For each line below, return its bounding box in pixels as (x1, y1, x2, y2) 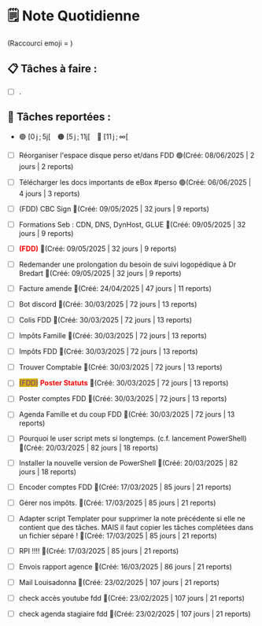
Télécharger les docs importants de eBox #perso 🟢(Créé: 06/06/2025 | (18, 177, 252, 186)
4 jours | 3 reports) (18, 189, 80, 198)
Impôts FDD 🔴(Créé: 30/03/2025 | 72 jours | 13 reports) (18, 347, 198, 356)
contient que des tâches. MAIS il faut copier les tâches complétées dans (18, 522, 253, 532)
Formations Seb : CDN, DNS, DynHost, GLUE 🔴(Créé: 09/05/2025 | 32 (18, 219, 246, 229)
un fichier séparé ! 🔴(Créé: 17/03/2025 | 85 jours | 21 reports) (18, 531, 217, 540)
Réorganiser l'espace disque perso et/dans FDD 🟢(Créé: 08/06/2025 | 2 (18, 150, 255, 160)
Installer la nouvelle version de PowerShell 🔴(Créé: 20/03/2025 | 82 (18, 458, 238, 467)
